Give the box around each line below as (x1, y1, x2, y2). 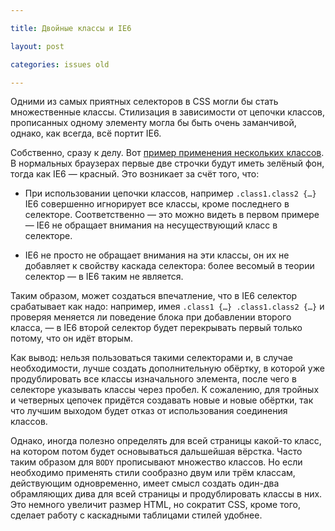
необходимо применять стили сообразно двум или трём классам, (10, 467, 296, 479)
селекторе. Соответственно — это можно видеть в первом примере (24, 209, 320, 221)
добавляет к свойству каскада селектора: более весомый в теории (24, 260, 315, 272)
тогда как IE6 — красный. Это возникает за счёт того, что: (10, 168, 260, 180)
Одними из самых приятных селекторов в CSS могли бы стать (10, 96, 279, 108)
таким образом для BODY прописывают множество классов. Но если (10, 456, 303, 468)
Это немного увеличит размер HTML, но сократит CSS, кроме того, (10, 499, 302, 511)
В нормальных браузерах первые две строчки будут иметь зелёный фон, (10, 157, 325, 170)
